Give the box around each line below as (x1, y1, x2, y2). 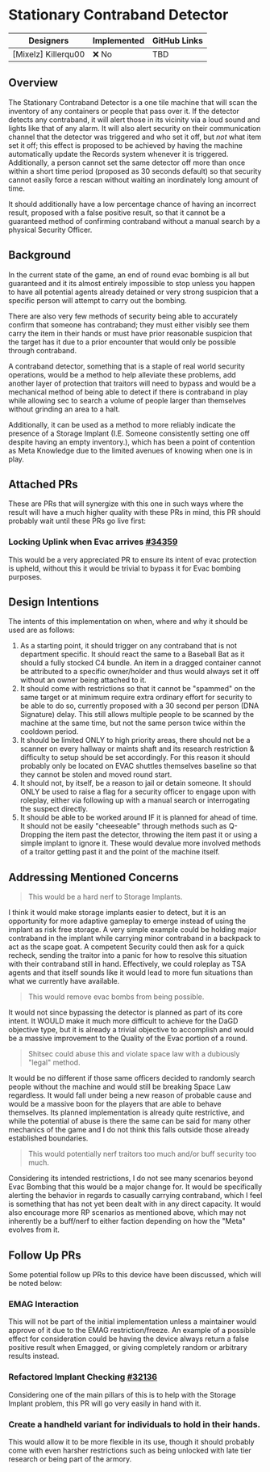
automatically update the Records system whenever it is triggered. (8, 149, 229, 158)
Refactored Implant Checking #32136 (8, 1372, 158, 1383)
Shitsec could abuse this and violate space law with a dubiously (27, 1049, 240, 1059)
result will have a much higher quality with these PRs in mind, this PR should (8, 508, 261, 517)
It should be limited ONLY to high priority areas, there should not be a (19, 736, 251, 745)
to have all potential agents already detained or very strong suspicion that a (8, 287, 260, 297)
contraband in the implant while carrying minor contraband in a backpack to (8, 934, 261, 943)
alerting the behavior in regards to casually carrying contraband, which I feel (8, 1191, 263, 1200)
